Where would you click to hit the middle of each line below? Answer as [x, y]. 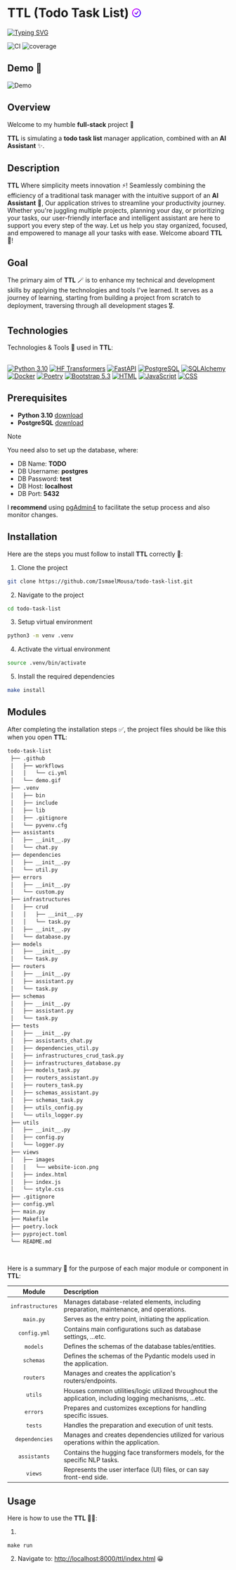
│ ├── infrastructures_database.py [65, 1063]
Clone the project [42, 567]
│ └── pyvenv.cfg [39, 825]
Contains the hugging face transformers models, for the [144, 1452]
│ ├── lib [28, 810]
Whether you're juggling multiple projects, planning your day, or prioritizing [116, 211]
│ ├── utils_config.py [46, 1108]
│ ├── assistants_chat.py [51, 1041]
